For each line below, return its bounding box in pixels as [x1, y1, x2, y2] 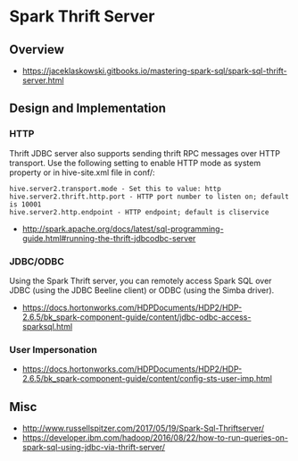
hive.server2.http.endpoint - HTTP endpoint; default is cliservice [9, 207, 269, 216]
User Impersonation [9, 343, 98, 356]
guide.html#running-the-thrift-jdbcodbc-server [21, 232, 196, 243]
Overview [9, 42, 65, 57]
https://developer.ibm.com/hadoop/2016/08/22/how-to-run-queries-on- [21, 432, 288, 443]
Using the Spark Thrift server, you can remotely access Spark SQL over [9, 275, 272, 286]
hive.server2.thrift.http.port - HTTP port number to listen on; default [9, 192, 290, 201]
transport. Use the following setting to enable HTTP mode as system [9, 157, 261, 168]
